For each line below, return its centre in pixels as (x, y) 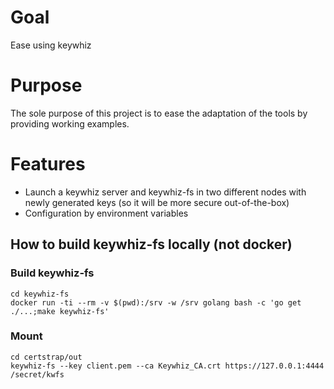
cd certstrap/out (46, 357)
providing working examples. (70, 123)
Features (48, 164)
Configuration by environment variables (106, 213)
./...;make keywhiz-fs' (60, 311)
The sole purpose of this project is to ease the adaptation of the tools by (159, 113)
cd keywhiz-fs (40, 294)
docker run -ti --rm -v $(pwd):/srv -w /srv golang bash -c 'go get (156, 302)
